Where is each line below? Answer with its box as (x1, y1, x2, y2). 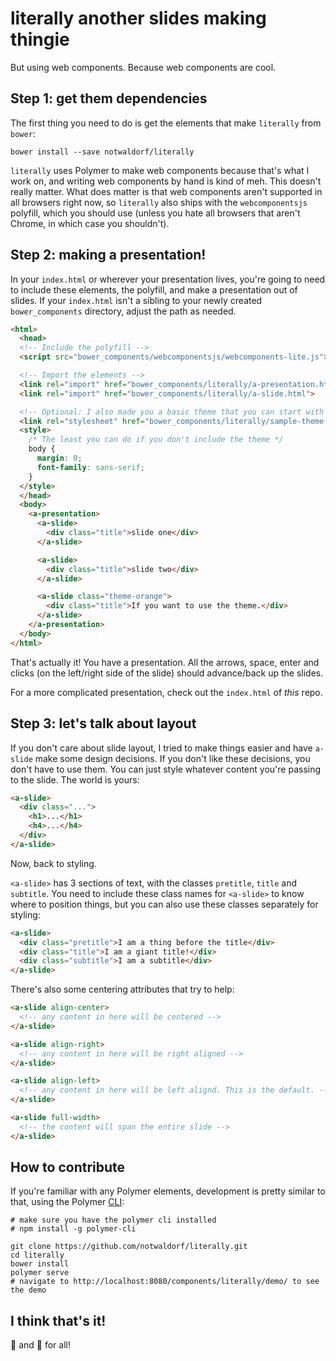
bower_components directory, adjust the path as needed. (10, 305, 237, 317)
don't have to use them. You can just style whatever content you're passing (10, 763, 322, 775)
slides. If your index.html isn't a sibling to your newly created (10, 294, 263, 306)
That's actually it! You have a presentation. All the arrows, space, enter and (10, 656, 320, 668)
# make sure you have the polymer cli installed (10, 1215, 217, 1226)
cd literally (10, 1250, 65, 1261)
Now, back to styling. (10, 857, 97, 869)
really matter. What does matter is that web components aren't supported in (10, 185, 323, 197)
